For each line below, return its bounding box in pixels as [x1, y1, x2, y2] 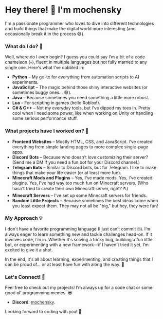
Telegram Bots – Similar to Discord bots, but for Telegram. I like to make [12, 164, 157, 170]
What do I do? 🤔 [5, 43, 43, 50]
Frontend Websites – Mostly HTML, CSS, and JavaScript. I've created [12, 139, 153, 144]
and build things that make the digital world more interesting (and [5, 25, 136, 31]
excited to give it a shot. [5, 247, 53, 252]
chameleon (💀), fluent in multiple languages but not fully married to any [5, 59, 147, 65]
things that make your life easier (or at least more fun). [12, 170, 122, 176]
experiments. [12, 79, 39, 85]
